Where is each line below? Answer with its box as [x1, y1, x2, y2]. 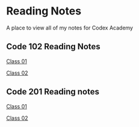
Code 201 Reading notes [6, 87, 99, 97]
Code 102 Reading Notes [6, 42, 100, 52]
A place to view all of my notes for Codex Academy [6, 24, 134, 31]
